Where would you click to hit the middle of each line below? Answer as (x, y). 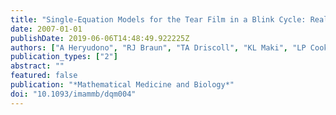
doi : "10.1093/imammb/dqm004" (73, 94)
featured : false (44, 76)
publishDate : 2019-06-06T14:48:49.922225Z (100, 38)
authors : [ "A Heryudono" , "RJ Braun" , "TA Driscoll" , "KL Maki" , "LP (158, 47)
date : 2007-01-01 (46, 29)
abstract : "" (37, 66)
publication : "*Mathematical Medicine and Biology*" (122, 85)
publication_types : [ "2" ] (64, 57)
